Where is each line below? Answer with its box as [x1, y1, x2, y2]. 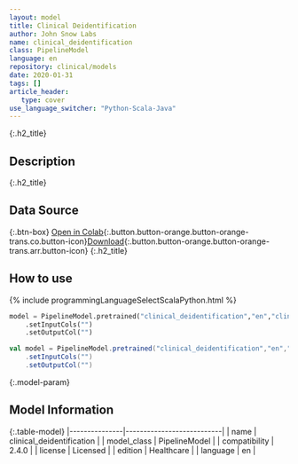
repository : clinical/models [9, 63, 117, 72]
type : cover [20, 95, 66, 105]
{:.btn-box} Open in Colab [9, 226, 104, 237]
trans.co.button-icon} [9, 236, 88, 247]
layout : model [9, 12, 62, 22]
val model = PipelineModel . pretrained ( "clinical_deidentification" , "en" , [9, 344, 288, 353]
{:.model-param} [9, 376, 71, 387]
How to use [9, 271, 73, 287]
